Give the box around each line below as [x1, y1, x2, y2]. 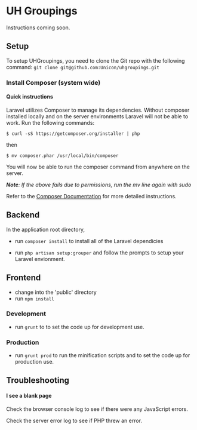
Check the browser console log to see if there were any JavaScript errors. [6, 405, 188, 413]
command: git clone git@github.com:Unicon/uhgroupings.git [6, 63, 160, 70]
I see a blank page [6, 392, 52, 400]
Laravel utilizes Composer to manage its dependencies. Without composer [6, 106, 190, 113]
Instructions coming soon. [6, 24, 70, 31]
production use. [14, 358, 54, 365]
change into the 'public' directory [14, 288, 97, 296]
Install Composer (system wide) [6, 78, 101, 87]
